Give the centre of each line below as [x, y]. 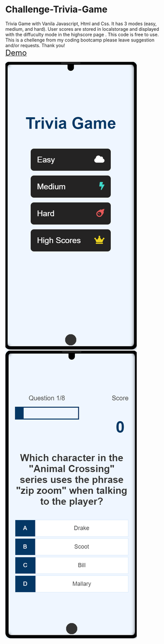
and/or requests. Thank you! [35, 45]
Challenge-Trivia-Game [56, 9]
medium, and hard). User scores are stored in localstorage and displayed [82, 29]
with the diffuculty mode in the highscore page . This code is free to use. [82, 34]
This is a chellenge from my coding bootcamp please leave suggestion [80, 40]
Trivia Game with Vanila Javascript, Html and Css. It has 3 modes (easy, [81, 24]
